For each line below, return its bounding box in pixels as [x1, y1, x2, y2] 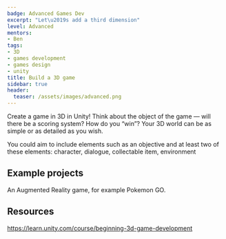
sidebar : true [7, 81, 48, 87]
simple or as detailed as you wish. [7, 127, 103, 135]
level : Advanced [7, 23, 54, 30]
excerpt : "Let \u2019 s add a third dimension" [7, 17, 140, 23]
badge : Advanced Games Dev [7, 10, 85, 17]
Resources [7, 206, 54, 218]
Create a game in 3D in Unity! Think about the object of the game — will [7, 112, 212, 121]
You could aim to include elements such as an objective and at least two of [7, 141, 219, 148]
